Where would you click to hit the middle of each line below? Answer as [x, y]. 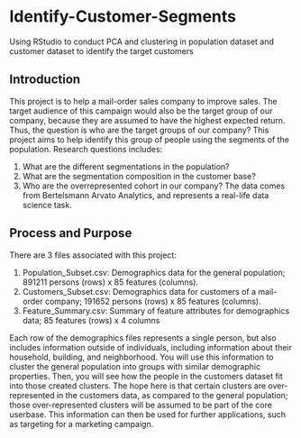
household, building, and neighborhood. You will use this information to [141, 357]
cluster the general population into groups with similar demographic [135, 366]
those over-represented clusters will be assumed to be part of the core [141, 405]
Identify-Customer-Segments [123, 17]
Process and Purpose [71, 233]
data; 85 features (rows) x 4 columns [91, 320]
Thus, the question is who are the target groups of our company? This [139, 130]
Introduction [45, 80]
